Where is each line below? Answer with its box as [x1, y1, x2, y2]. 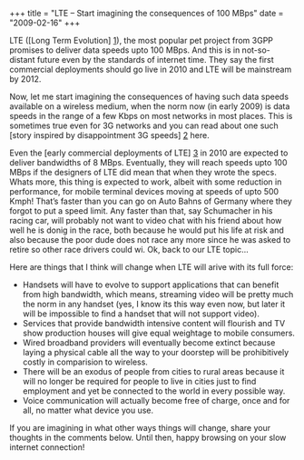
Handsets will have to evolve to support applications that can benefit [22, 279, 279, 290]
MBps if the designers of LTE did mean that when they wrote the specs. [9, 167, 277, 177]
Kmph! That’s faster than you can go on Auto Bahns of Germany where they [9, 195, 292, 206]
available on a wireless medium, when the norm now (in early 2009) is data [9, 101, 290, 112]
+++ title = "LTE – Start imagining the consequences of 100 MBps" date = [9, 8, 284, 18]
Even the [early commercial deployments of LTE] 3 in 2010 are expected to [9, 147, 289, 158]
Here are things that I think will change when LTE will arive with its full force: [9, 262, 294, 272]
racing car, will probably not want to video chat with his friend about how [9, 215, 282, 225]
